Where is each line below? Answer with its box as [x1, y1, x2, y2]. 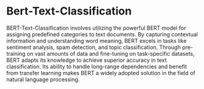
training [6, 50, 26, 57]
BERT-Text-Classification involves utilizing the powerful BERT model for [6, 24, 186, 31]
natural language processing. [6, 76, 80, 83]
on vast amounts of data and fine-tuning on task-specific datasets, [26, 50, 195, 57]
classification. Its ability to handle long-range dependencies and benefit [6, 62, 188, 70]
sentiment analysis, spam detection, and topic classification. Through [6, 44, 181, 51]
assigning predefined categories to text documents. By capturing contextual [6, 30, 199, 38]
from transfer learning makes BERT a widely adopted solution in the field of [6, 69, 195, 76]
